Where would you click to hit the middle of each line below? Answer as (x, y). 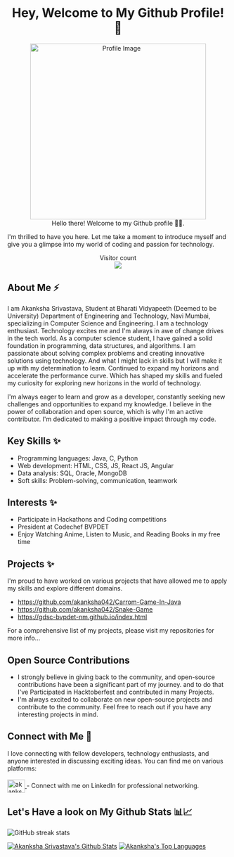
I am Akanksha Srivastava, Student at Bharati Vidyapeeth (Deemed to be (112, 308)
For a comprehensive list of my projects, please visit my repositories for (111, 631)
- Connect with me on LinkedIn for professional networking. (113, 785)
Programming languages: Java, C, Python (78, 458)
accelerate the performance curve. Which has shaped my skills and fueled (115, 375)
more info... (24, 638)
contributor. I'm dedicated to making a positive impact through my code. (112, 419)
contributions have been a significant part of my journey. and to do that (121, 684)
